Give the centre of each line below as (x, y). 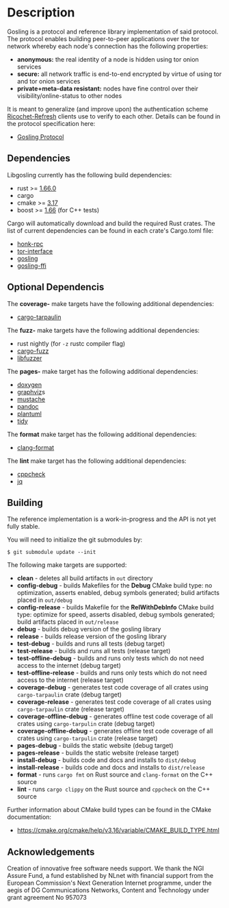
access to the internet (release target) (70, 680)
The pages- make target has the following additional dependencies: (103, 371)
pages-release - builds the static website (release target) (98, 753)
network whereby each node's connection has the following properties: (108, 46)
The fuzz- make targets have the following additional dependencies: (104, 330)
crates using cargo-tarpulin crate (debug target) (86, 724)
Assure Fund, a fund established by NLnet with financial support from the (110, 876)
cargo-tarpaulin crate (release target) (71, 709)
